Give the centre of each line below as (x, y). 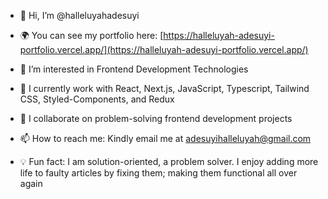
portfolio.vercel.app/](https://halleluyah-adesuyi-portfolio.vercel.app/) (164, 49)
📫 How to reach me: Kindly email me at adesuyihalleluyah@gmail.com (165, 138)
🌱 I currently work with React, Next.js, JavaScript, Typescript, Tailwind (164, 88)
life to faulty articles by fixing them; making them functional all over (158, 173)
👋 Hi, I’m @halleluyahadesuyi (79, 15)
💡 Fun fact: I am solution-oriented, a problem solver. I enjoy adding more (169, 161)
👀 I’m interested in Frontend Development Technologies (134, 69)
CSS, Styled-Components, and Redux (97, 99)
